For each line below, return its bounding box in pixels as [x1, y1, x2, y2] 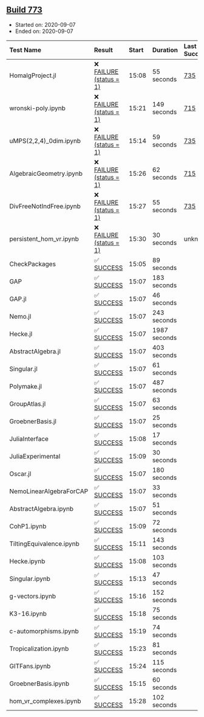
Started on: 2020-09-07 [15, 21, 76, 28]
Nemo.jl [9, 312, 32, 320]
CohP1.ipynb [9, 522, 47, 530]
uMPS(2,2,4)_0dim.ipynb [9, 136, 81, 145]
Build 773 [6, 5, 42, 15]
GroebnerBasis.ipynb [9, 679, 70, 688]
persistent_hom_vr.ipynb [9, 234, 79, 243]
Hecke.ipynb [9, 556, 46, 565]
